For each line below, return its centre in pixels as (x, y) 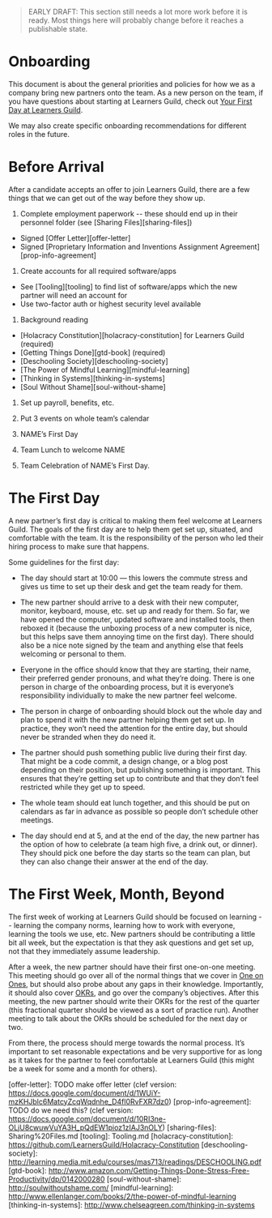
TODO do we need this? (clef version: (71, 1110)
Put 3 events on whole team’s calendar (85, 418)
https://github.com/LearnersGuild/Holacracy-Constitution (104, 1144)
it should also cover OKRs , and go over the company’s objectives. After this (134, 993)
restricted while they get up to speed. (83, 787)
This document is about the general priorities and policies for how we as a (132, 83)
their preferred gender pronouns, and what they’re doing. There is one (137, 678)
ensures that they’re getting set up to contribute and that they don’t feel (139, 778)
